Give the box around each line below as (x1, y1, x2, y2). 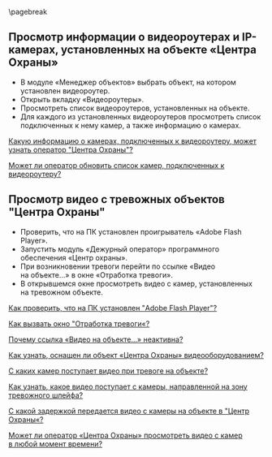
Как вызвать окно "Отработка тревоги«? (8, 318, 150, 328)
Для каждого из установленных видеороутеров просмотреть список (19, 111, 261, 121)
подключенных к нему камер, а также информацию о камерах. (19, 120, 242, 130)
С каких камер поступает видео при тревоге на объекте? (8, 365, 209, 376)
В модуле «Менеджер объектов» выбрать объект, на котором (19, 77, 237, 87)
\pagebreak (8, 7, 47, 16)
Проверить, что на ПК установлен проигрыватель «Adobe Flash (19, 226, 242, 236)
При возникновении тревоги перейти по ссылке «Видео (19, 261, 216, 271)
